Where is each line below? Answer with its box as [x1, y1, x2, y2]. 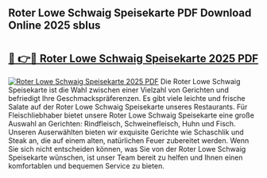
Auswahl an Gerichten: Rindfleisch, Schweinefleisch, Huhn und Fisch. [8, 119, 236, 128]
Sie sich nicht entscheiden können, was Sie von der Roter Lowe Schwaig [8, 145, 246, 153]
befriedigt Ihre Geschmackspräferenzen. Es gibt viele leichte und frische [8, 94, 246, 103]
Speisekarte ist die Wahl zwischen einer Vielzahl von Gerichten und [8, 85, 229, 95]
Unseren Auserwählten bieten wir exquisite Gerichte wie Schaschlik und [8, 127, 244, 137]
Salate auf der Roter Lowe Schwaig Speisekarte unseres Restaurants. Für [8, 103, 248, 111]
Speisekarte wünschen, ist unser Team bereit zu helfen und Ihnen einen [8, 153, 243, 162]
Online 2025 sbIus [8, 19, 101, 33]
